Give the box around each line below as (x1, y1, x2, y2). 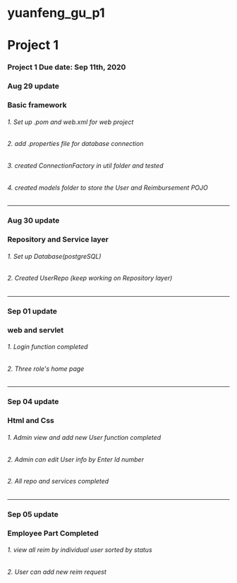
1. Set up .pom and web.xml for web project (7, 118, 134, 126)
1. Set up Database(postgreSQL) (7, 252, 102, 260)
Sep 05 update (7, 509, 59, 519)
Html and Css (7, 416, 54, 426)
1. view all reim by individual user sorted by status (7, 546, 153, 554)
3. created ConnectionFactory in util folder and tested (7, 161, 164, 170)
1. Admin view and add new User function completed (7, 433, 162, 441)
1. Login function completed (7, 343, 88, 351)
